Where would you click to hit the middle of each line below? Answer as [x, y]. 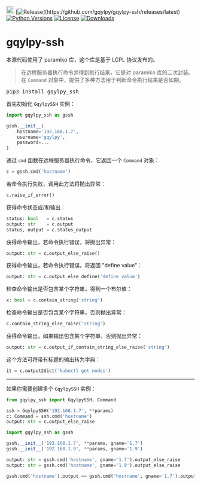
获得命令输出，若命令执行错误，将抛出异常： [61, 242]
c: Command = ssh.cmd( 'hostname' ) [49, 416]
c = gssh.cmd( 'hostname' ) [38, 172]
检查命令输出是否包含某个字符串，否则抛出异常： [66, 312]
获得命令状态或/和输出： [36, 207]
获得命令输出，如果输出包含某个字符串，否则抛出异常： [74, 336]
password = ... [33, 143]
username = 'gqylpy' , [41, 137]
